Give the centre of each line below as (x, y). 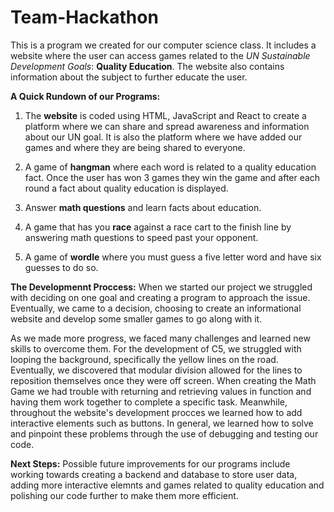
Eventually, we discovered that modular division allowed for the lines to (156, 370)
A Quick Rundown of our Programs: (85, 96)
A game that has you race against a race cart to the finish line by (158, 227)
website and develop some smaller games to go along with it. (136, 318)
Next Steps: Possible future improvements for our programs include (150, 463)
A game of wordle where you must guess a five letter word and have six (173, 257)
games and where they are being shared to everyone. (135, 147)
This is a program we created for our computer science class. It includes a (163, 45)
